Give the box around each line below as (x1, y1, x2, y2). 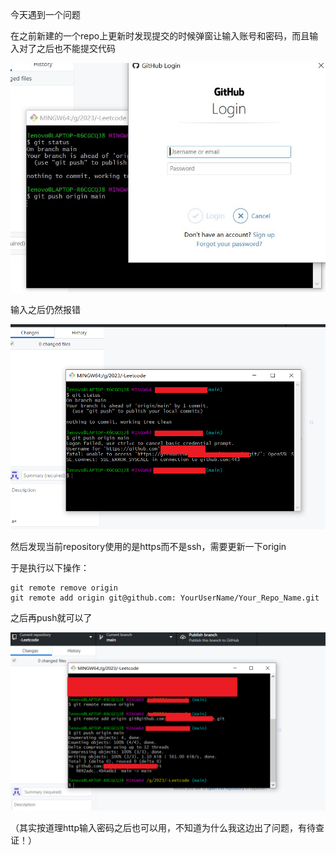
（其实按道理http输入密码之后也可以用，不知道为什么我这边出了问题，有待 (10, 822, 317, 834)
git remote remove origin (10, 583, 118, 593)
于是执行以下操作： (10, 561, 90, 573)
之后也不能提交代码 (36, 43, 116, 54)
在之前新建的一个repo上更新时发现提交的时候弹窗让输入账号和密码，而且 (10, 30, 310, 42)
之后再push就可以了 (10, 611, 93, 623)
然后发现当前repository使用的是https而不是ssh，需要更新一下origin (10, 540, 287, 552)
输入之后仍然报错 (10, 303, 81, 315)
